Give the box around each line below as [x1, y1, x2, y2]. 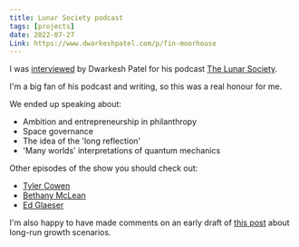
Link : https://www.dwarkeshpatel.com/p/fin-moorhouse [9, 38, 217, 48]
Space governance [22, 126, 93, 137]
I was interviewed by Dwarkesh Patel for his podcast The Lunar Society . [9, 64, 278, 74]
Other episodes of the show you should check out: [9, 163, 198, 173]
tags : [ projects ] [9, 22, 75, 31]
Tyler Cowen [22, 181, 71, 192]
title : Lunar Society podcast [9, 13, 124, 23]
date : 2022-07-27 [9, 30, 75, 39]
